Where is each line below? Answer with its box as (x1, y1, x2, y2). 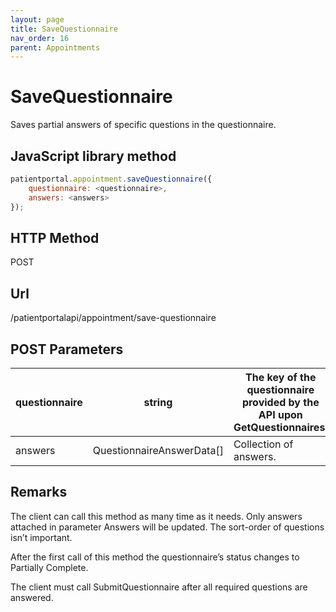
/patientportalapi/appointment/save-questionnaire (10, 312, 217, 324)
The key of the (245, 370, 317, 384)
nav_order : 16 (10, 33, 70, 43)
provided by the (241, 395, 320, 409)
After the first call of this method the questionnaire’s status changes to (10, 551, 300, 563)
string (143, 395, 173, 409)
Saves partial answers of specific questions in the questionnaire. (10, 119, 277, 131)
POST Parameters (10, 341, 124, 358)
